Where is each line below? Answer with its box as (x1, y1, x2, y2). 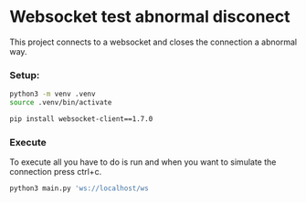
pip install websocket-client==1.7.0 (9, 114, 153, 124)
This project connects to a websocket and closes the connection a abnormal (9, 36, 298, 47)
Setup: (9, 68, 40, 81)
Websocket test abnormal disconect (9, 6, 290, 27)
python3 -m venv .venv (9, 89, 96, 99)
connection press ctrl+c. (9, 167, 102, 177)
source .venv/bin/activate (9, 98, 112, 107)
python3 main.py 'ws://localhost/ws (9, 184, 149, 193)
